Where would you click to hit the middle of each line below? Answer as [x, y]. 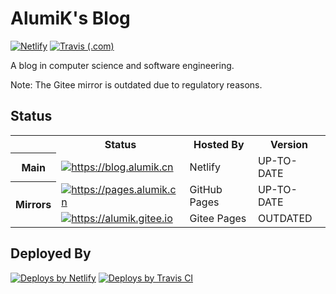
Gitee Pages [218, 218]
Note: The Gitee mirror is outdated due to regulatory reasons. [136, 84]
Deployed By [51, 253]
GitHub [206, 189]
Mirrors [33, 204]
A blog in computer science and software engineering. [122, 65]
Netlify [205, 167]
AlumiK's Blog [70, 18]
